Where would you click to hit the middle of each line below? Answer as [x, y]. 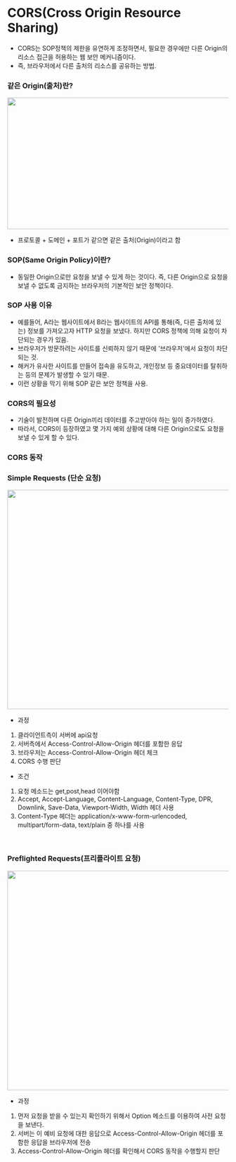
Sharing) [33, 28]
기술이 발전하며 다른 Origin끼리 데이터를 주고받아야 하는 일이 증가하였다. [116, 420]
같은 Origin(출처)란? [40, 86]
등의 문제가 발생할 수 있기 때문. [67, 374]
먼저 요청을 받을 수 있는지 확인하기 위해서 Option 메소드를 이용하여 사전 [115, 1116]
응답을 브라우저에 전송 [61, 1142]
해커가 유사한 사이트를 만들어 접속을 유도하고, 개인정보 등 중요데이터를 [113, 366]
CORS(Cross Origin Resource [94, 13]
